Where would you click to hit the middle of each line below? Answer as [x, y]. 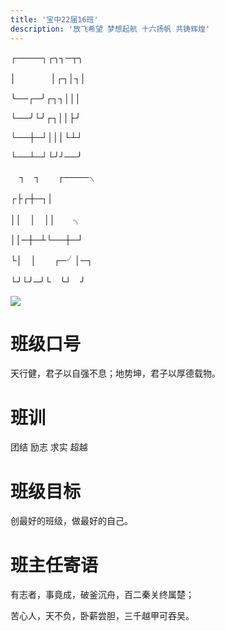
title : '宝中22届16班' [54, 19]
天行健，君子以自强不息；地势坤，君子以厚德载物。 [115, 373]
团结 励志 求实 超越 [49, 447]
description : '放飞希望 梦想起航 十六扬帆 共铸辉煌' [110, 29]
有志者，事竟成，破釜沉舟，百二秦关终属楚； [102, 595]
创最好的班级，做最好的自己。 [71, 521]
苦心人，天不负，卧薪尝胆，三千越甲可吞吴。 [102, 616]
